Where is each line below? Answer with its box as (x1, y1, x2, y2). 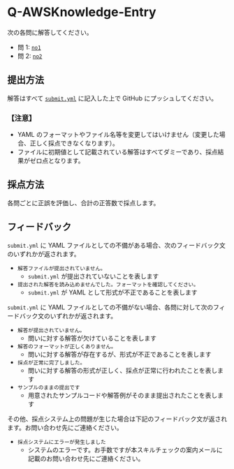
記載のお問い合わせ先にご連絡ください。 (27, 454, 145, 463)
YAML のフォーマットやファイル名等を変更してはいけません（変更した (17, 131, 220, 139)
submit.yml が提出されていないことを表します (27, 271, 159, 280)
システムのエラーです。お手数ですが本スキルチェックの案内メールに (27, 445, 223, 454)
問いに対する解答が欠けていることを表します (27, 334, 157, 342)
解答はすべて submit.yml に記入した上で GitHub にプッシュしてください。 (7, 94, 218, 102)
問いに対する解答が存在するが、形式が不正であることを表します (27, 350, 212, 358)
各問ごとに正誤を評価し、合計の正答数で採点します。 (7, 198, 160, 207)
